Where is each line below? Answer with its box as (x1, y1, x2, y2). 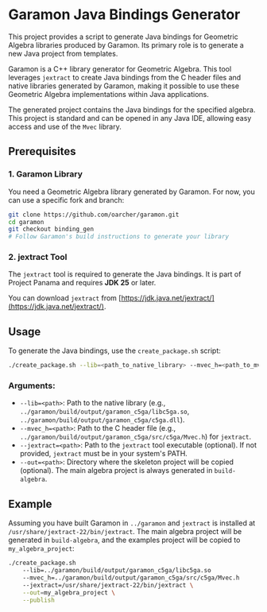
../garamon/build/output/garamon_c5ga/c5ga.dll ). (19, 415, 185, 424)
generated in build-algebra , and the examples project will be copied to (8, 535, 241, 545)
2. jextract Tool (8, 252, 68, 263)
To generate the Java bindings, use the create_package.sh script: (8, 346, 221, 355)
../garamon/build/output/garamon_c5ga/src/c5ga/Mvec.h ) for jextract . (19, 432, 252, 442)
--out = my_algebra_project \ (22, 588, 115, 597)
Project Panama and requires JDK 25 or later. (8, 278, 157, 288)
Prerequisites (8, 145, 76, 158)
